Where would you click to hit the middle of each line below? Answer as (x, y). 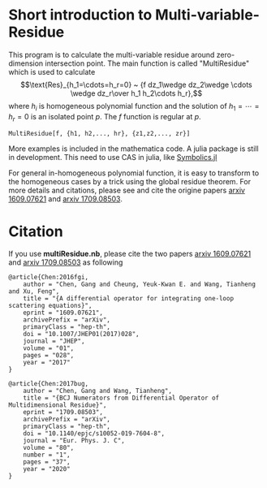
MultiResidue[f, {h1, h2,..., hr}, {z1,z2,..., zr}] (99, 133)
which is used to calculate (52, 71)
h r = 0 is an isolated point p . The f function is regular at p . (105, 117)
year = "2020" (47, 469)
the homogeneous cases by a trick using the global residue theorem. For (130, 181)
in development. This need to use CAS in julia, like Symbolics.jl (113, 157)
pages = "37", (47, 462)
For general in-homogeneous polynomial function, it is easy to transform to (134, 173)
